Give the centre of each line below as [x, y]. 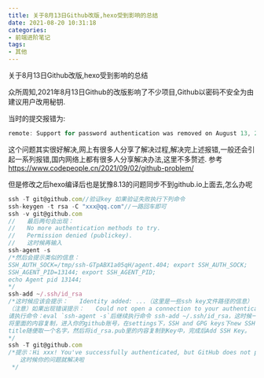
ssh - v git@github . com [45, 214]
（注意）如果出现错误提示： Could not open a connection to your [114, 309]
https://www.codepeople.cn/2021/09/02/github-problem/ [101, 168]
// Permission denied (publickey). [70, 236]
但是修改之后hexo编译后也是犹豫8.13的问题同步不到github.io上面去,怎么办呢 [130, 184]
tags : [17, 45]
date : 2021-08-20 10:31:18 [52, 23]
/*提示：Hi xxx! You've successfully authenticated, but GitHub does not [130, 353]
